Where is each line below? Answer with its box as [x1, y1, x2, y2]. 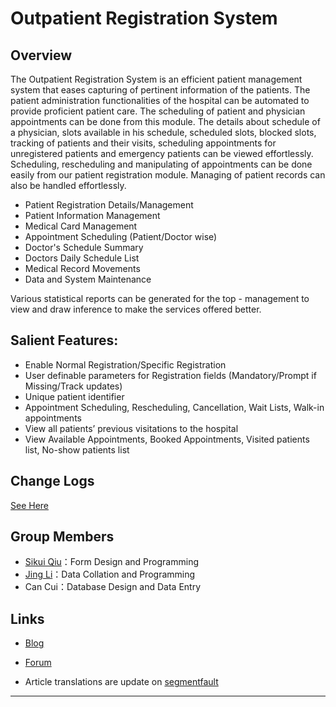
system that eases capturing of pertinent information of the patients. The [10, 84, 311, 96]
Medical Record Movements [24, 263, 141, 274]
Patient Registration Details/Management [24, 199, 194, 211]
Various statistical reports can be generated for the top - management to [10, 293, 310, 304]
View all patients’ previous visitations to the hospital [24, 422, 239, 434]
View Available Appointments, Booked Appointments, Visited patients [24, 433, 310, 445]
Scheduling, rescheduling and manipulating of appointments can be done [10, 158, 313, 170]
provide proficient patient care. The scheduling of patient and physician [10, 105, 306, 117]
